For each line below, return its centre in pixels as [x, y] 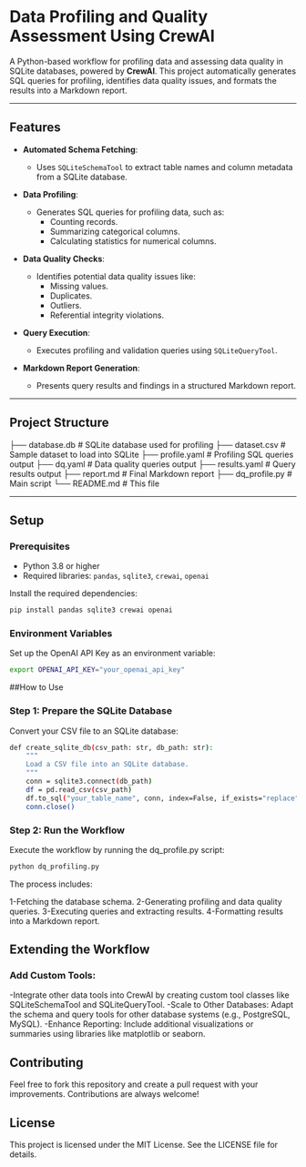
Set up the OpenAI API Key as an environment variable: [112, 654]
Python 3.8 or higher [61, 566]
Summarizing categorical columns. [115, 231]
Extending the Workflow [80, 950]
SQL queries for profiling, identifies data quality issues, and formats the [143, 80]
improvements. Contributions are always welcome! [104, 1094]
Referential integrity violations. [107, 315]
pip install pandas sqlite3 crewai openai [91, 610]
